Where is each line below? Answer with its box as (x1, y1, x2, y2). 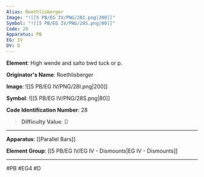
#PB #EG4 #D (6, 164, 41, 172)
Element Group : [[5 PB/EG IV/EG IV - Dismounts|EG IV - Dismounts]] (6, 147, 178, 155)
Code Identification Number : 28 (6, 106, 88, 113)
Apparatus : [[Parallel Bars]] (6, 135, 76, 142)
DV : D (6, 43, 20, 49)
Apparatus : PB (6, 32, 42, 38)
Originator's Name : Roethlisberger (6, 71, 93, 78)
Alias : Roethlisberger (6, 8, 64, 15)
